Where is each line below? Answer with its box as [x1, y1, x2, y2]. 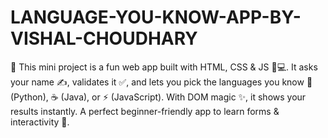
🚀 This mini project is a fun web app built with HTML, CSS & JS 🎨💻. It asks [10, 61, 318, 73]
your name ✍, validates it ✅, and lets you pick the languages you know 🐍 [10, 76, 313, 88]
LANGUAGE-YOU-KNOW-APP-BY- [10, 6, 302, 29]
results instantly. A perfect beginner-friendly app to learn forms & [10, 105, 280, 117]
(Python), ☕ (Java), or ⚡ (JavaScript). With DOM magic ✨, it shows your [10, 91, 307, 103]
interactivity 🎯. [10, 116, 70, 128]
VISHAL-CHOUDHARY [10, 27, 198, 50]
